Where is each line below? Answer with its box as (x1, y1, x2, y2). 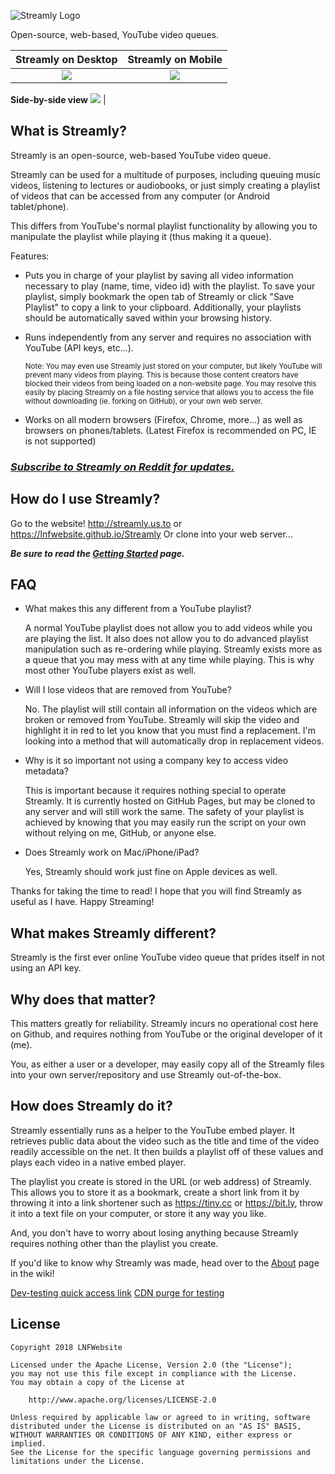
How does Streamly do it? (10, 1098, 173, 1115)
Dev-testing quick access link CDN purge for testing (10, 1286, 225, 1299)
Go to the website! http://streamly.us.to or (10, 517, 183, 529)
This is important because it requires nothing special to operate (24, 785, 287, 797)
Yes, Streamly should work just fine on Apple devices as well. (24, 866, 278, 878)
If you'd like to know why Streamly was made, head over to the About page (10, 1256, 320, 1269)
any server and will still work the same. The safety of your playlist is (24, 806, 305, 818)
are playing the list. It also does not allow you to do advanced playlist (24, 633, 309, 645)
